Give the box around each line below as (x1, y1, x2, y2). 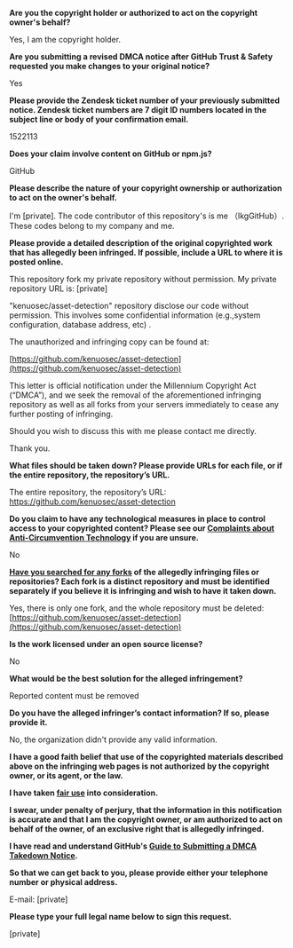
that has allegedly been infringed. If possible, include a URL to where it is (9, 248, 283, 257)
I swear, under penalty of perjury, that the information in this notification (9, 805, 282, 815)
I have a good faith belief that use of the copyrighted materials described (9, 752, 284, 762)
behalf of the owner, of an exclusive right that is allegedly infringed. (9, 824, 265, 833)
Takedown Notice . (9, 850, 78, 860)
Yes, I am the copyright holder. (9, 35, 122, 44)
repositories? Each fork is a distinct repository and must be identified (9, 576, 270, 587)
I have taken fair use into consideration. (9, 787, 158, 798)
